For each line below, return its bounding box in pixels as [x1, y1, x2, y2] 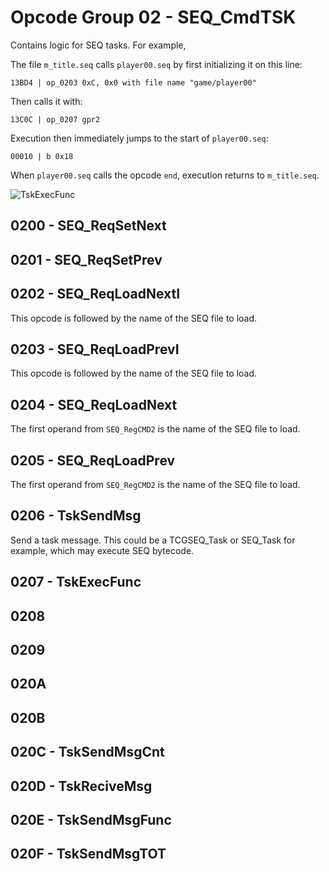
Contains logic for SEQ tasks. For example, [10, 39, 187, 51]
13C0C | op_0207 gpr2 [10, 114, 101, 125]
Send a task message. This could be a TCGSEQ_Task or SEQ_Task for [10, 534, 296, 546]
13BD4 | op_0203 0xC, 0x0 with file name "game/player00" [10, 77, 257, 88]
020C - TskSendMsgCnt [10, 744, 165, 761]
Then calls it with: [10, 95, 83, 107]
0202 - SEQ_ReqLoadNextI [10, 286, 181, 303]
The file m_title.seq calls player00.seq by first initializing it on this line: [10, 58, 303, 70]
